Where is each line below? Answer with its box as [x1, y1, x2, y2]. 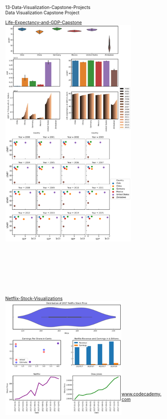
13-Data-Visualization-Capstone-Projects [5, 5, 91, 10]
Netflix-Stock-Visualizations [5, 295, 63, 302]
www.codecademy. [121, 391, 162, 397]
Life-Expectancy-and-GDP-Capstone [5, 20, 82, 25]
